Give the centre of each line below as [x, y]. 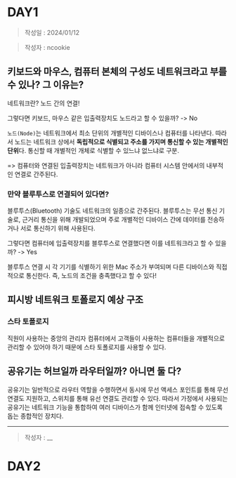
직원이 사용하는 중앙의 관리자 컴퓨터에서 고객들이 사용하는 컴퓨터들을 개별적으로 [116, 338]
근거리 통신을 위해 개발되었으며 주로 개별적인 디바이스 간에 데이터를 [114, 220]
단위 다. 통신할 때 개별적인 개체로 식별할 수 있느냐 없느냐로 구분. [93, 150]
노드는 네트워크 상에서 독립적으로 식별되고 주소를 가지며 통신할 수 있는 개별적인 [121, 142]
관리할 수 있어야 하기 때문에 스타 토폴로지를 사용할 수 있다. [87, 347]
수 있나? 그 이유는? [46, 85]
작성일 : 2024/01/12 [52, 32]
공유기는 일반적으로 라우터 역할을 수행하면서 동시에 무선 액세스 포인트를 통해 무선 [118, 390]
